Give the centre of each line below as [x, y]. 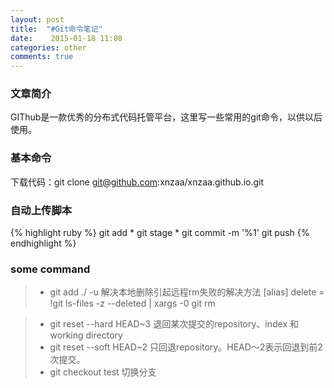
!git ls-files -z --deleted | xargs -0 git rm [132, 303]
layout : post [37, 19]
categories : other [48, 47]
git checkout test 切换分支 [103, 372]
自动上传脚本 [41, 210]
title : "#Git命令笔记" [56, 29]
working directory [86, 335]
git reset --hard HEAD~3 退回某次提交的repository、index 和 [174, 324]
